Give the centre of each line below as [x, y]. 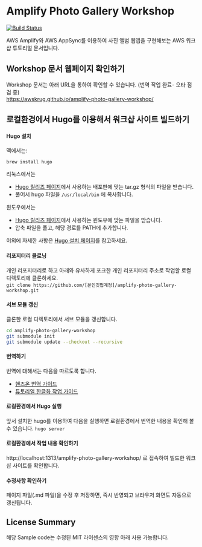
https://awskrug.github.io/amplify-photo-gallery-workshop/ [80, 99]
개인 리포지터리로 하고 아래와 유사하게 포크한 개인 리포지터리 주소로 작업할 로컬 [99, 270]
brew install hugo [29, 162]
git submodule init [31, 336]
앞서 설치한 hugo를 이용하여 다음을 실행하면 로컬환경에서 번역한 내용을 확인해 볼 [100, 421]
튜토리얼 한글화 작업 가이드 [46, 391]
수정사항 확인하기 [27, 480]
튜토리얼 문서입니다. [36, 48]
